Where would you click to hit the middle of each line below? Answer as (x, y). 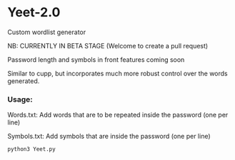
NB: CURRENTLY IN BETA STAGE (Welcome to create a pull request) (108, 46)
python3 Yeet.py (31, 149)
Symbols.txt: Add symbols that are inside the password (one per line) (109, 137)
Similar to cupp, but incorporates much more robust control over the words (117, 73)
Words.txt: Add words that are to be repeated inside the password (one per (118, 115)
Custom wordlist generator (47, 32)
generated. (24, 81)
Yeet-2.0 (34, 12)
